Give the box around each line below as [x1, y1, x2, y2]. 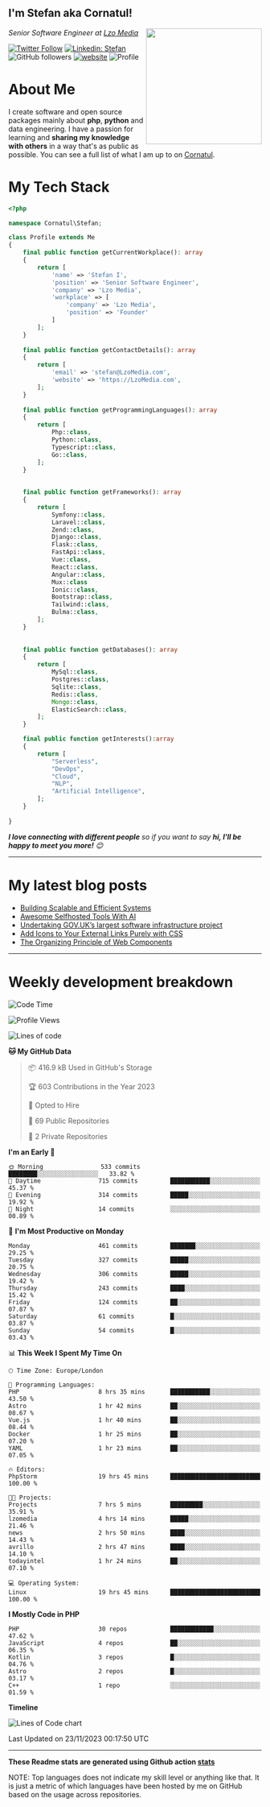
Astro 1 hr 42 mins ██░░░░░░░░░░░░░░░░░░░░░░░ [8, 1402, 261, 1410]
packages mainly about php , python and [8, 115, 144, 125]
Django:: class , [51, 533, 103, 541]
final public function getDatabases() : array [22, 645, 178, 653]
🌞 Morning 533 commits [8, 1163, 141, 1171]
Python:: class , [51, 436, 103, 444]
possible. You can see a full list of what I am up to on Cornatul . [8, 149, 215, 160]
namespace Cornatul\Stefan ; [8, 219, 103, 227]
